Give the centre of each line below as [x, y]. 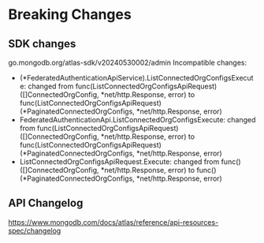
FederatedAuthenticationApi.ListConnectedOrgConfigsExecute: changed [138, 120]
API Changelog [46, 203]
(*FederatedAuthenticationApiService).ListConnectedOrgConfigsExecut [136, 78]
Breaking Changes [70, 15]
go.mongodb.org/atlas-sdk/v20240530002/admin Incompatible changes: [128, 62]
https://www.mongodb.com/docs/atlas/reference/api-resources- [113, 222]
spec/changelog [35, 230]
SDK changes [42, 44]
